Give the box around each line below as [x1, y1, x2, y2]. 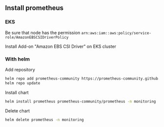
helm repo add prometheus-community [5, 76, 80, 81]
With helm [5, 56, 30, 63]
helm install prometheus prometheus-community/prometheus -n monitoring [5, 99, 156, 104]
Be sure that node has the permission [5, 29, 81, 36]
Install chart [5, 89, 29, 95]
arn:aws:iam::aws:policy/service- [81, 30, 151, 36]
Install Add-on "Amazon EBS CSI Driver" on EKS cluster [5, 43, 116, 49]
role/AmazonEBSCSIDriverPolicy [5, 35, 69, 40]
